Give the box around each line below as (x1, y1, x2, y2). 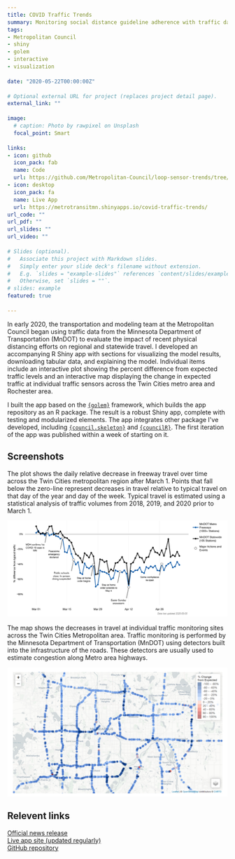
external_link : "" (7, 100, 61, 107)
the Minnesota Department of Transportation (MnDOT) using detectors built (7, 638, 225, 647)
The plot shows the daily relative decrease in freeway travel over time (7, 469, 208, 478)
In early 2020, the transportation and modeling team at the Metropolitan (7, 320, 215, 328)
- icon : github (7, 151, 52, 159)
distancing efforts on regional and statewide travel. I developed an (7, 342, 198, 351)
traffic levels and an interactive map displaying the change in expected (7, 372, 211, 380)
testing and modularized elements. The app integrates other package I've (7, 415, 219, 424)
